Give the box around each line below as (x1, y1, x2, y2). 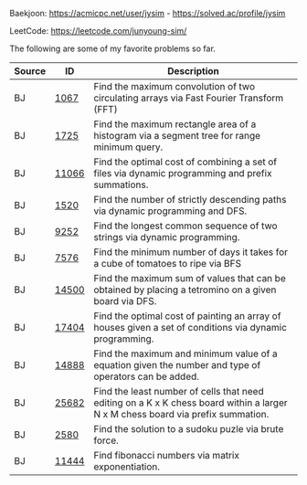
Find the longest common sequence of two (93, 219, 278, 232)
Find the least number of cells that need (93, 385, 264, 397)
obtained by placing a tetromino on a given (93, 283, 277, 296)
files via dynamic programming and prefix (93, 167, 272, 179)
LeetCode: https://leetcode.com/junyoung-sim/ (9, 26, 187, 36)
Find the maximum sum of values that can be (93, 272, 286, 284)
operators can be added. (93, 370, 199, 383)
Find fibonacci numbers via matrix (93, 449, 240, 461)
